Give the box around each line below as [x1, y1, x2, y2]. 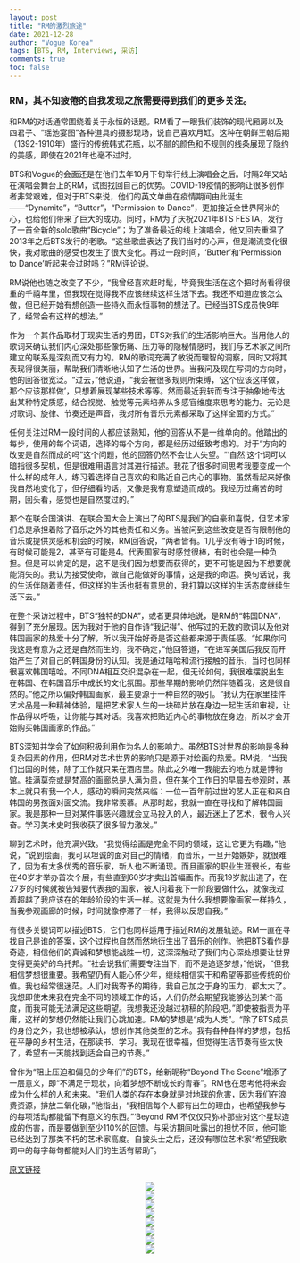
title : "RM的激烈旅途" [9, 21, 87, 30]
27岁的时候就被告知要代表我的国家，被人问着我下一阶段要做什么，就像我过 [9, 883, 285, 894]
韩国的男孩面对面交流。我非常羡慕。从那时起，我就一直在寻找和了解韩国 [9, 797, 275, 808]
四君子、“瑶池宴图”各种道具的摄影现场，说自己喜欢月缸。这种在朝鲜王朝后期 [9, 127, 290, 139]
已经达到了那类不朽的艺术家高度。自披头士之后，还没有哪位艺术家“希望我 [9, 1133, 279, 1145]
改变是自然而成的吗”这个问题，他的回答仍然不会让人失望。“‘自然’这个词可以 [9, 449, 287, 461]
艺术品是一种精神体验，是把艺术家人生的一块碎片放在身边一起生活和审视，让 [9, 699, 291, 711]
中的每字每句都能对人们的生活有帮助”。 [16, 1145, 162, 1156]
